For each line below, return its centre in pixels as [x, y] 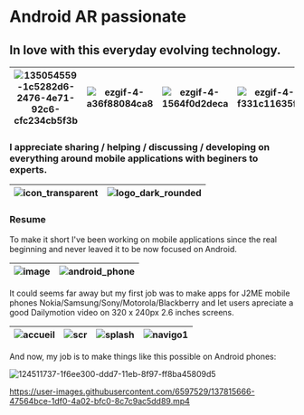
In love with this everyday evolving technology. [145, 50]
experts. [28, 169]
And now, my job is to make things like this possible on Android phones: [143, 356]
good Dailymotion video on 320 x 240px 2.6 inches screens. [122, 312]
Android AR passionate [98, 17]
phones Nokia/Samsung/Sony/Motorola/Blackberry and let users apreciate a [152, 302]
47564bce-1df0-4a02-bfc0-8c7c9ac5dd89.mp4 [100, 401]
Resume [28, 220]
